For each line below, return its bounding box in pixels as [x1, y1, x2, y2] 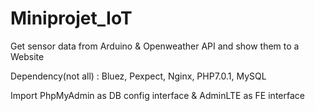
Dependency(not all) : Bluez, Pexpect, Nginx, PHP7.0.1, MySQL [10, 70, 267, 82]
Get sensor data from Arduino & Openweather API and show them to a [10, 40, 300, 52]
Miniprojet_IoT [10, 7, 133, 30]
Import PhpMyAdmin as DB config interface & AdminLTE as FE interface [10, 89, 305, 101]
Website [10, 50, 45, 62]
